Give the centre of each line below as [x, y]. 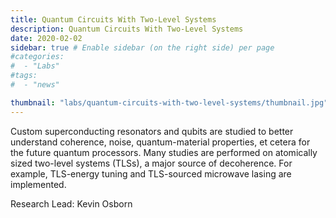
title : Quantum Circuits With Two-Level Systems [113, 19]
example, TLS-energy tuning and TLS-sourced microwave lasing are [151, 173]
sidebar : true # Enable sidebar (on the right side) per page [142, 47]
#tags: [24, 76]
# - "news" [35, 85]
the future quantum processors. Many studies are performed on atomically [164, 152]
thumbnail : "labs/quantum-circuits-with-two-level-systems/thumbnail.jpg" [169, 102]
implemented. [38, 184]
